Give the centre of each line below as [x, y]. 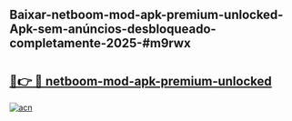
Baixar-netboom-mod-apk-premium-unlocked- [146, 15]
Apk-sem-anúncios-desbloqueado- [113, 30]
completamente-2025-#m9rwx [100, 43]
